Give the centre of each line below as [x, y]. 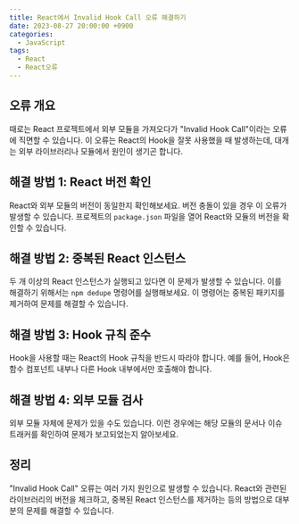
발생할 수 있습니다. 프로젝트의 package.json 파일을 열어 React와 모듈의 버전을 [145, 216]
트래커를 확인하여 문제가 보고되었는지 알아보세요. [94, 434]
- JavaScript [42, 42]
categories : [31, 34]
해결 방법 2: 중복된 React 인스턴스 [98, 258]
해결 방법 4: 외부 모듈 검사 [76, 399]
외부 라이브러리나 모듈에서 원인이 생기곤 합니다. [101, 151]
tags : [19, 51]
